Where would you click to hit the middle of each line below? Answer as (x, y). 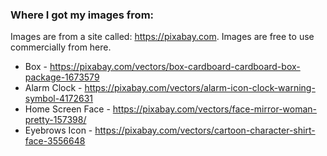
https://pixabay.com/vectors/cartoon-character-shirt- (205, 130)
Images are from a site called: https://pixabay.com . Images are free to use (162, 37)
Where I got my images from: (82, 15)
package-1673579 (62, 77)
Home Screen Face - (67, 109)
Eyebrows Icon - (58, 130)
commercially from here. (61, 47)
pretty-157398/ (55, 120)
